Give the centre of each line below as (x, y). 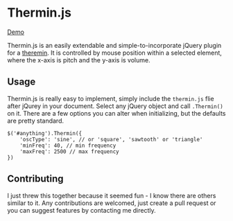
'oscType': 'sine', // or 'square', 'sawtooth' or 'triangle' (111, 139)
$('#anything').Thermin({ (44, 133)
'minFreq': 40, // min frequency (68, 145)
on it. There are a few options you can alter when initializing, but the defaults (116, 113)
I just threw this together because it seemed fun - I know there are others (112, 195)
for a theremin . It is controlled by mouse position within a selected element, (114, 53)
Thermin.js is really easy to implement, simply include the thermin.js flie (111, 98)
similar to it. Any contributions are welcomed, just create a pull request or (112, 203)
